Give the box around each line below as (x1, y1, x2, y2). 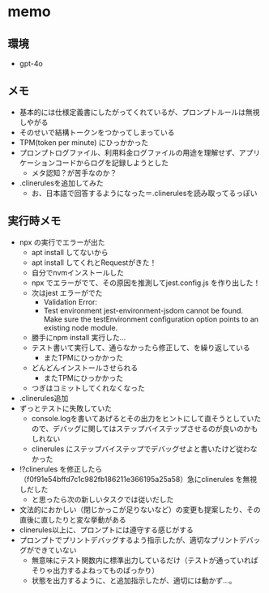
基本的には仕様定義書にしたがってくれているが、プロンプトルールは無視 (19, 107, 260, 117)
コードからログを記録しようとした (54, 157, 169, 168)
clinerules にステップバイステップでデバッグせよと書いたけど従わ (31, 444, 250, 454)
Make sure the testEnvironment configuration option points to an (43, 314, 259, 324)
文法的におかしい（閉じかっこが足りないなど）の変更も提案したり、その (19, 505, 261, 514)
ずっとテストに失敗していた (19, 403, 113, 413)
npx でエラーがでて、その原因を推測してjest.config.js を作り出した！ (31, 278, 261, 288)
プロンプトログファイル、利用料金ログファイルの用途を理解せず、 (19, 147, 240, 157)
